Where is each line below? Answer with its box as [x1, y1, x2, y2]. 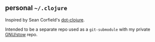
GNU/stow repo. [5, 31, 38, 37]
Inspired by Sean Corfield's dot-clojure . [5, 17, 85, 22]
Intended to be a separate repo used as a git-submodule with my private [5, 26, 151, 32]
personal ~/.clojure [5, 4, 68, 12]
